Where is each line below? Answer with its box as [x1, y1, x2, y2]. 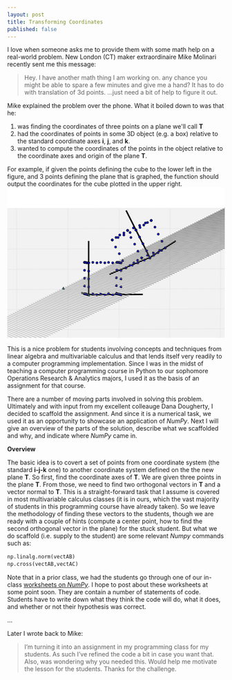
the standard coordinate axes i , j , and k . [17, 137, 130, 145]
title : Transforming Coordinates [7, 18, 104, 26]
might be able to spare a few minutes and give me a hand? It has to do [23, 81, 224, 89]
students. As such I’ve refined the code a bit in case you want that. [23, 650, 214, 658]
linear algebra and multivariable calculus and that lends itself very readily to [7, 352, 222, 360]
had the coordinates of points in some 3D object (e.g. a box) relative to [17, 130, 219, 138]
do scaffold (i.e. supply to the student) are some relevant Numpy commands [7, 531, 224, 540]
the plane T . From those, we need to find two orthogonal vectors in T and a [7, 480, 221, 489]
